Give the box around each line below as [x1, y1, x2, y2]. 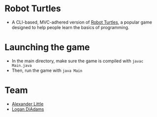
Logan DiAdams [11, 106, 45, 112]
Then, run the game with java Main [11, 67, 83, 73]
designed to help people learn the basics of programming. [11, 24, 130, 30]
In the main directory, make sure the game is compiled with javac [11, 58, 144, 64]
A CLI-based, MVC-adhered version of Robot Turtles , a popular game [11, 19, 153, 25]
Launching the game [4, 42, 90, 53]
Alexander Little [11, 101, 44, 107]
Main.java [11, 63, 32, 68]
